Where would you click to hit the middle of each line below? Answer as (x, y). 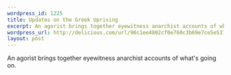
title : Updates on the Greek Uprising (63, 20)
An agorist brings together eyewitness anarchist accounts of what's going (112, 58)
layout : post (26, 39)
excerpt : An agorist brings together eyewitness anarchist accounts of (112, 26)
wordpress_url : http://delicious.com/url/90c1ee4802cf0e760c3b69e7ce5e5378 (118, 32)
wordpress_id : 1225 (35, 13)
